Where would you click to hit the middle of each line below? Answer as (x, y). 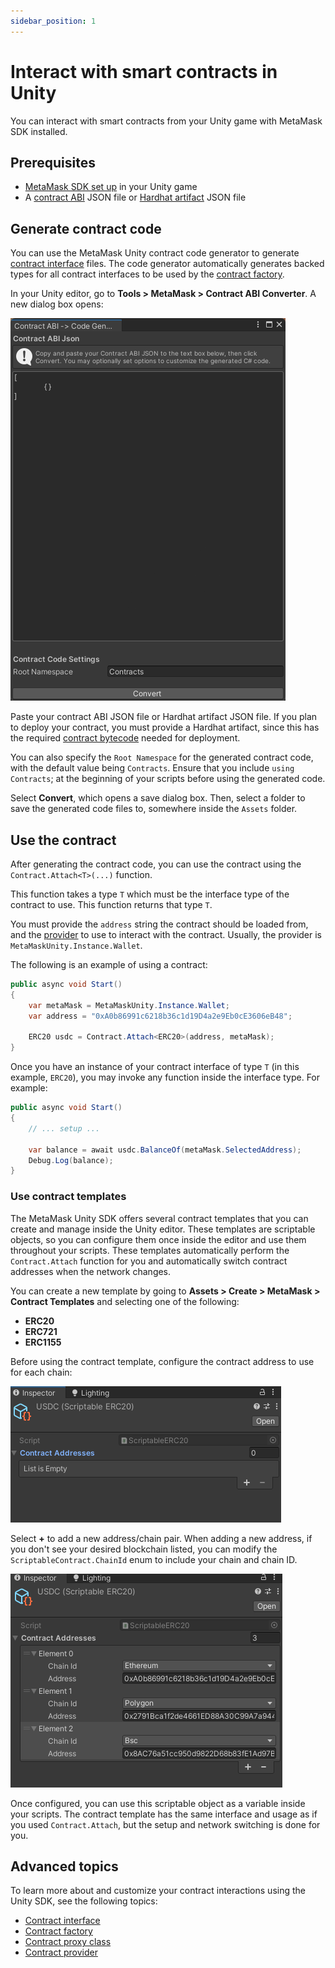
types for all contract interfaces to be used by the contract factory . (147, 274)
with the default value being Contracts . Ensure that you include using (152, 768)
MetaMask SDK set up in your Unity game (111, 187)
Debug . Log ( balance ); (71, 1160)
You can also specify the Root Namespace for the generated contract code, (162, 757)
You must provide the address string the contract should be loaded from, (159, 924)
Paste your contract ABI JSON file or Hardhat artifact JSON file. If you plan (164, 717)
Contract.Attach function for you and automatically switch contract (149, 1261)
